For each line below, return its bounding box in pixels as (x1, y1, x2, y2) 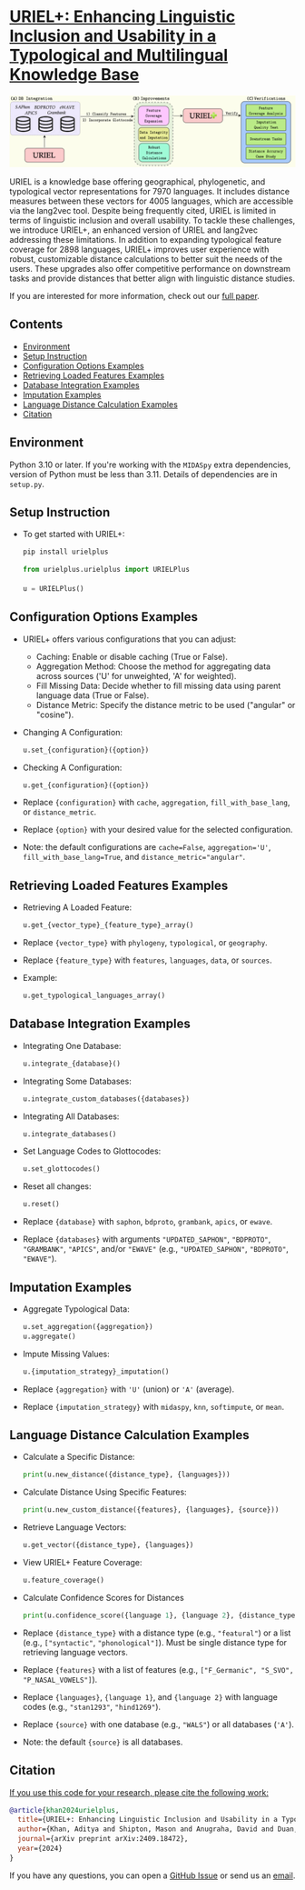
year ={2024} (17, 1844, 64, 1854)
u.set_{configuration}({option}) (22, 745, 150, 755)
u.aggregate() (22, 1332, 76, 1341)
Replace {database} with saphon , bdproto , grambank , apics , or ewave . (22, 1216, 273, 1227)
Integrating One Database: (22, 1040, 122, 1051)
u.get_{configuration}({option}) (22, 780, 150, 790)
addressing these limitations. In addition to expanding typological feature (9, 234, 282, 245)
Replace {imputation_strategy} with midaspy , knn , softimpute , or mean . (22, 1401, 285, 1412)
